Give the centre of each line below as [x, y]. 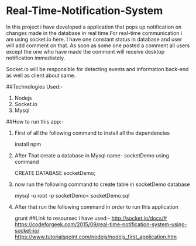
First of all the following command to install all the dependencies [92, 133]
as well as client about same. [41, 75]
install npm [28, 144]
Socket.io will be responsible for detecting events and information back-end [97, 69]
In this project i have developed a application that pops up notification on [94, 27]
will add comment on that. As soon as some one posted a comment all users [98, 45]
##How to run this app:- [35, 121]
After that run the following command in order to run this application [96, 207]
